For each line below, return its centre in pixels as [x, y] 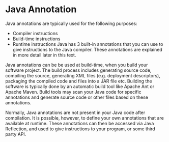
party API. [16, 134]
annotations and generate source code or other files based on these [77, 97]
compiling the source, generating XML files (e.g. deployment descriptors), [83, 75]
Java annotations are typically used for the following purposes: [71, 23]
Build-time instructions [36, 39]
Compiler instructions [35, 33]
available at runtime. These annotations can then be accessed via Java [80, 123]
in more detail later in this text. [44, 55]
